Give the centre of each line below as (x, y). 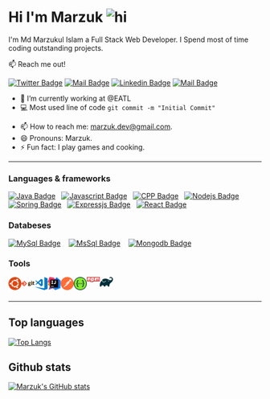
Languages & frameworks (59, 179)
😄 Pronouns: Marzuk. (56, 138)
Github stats (40, 367)
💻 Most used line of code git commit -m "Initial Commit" (117, 107)
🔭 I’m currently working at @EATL (76, 98)
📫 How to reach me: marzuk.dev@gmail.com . (96, 126)
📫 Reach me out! (37, 64)
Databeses (30, 225)
